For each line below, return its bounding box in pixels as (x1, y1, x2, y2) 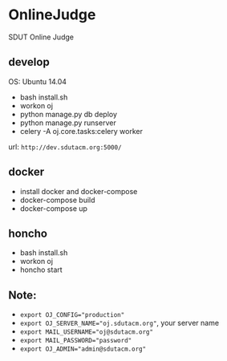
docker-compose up (19, 203, 88, 213)
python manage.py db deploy (19, 109, 118, 119)
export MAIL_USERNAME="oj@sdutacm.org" (19, 328, 154, 336)
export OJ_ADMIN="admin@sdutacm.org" (19, 345, 147, 354)
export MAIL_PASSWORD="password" (19, 337, 132, 345)
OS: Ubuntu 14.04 (8, 76, 67, 86)
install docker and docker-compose (19, 186, 138, 196)
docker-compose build (19, 195, 95, 205)
